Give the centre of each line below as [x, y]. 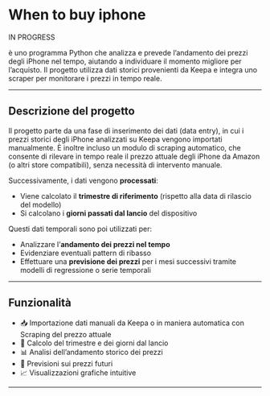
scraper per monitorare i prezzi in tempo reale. [85, 78]
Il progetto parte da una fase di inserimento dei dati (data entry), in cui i [126, 130]
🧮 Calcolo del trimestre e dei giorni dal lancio [94, 343]
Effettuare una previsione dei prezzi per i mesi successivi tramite [128, 261]
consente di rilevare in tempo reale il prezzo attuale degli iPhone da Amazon [134, 156]
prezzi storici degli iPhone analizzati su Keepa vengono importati [115, 139]
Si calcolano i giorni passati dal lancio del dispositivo [108, 213]
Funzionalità [40, 303]
